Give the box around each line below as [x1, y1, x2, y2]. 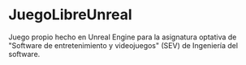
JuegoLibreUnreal [8, 6, 132, 24]
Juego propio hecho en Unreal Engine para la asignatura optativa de [8, 32, 237, 42]
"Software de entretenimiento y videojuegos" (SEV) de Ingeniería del [8, 40, 238, 50]
